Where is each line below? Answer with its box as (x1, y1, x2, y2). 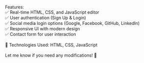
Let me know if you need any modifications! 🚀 (5, 52, 97, 58)
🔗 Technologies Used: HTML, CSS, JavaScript (5, 42, 98, 48)
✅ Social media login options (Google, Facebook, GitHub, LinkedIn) (5, 21, 140, 26)
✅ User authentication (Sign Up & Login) (5, 15, 86, 21)
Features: (5, 4, 24, 10)
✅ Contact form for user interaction (5, 31, 77, 37)
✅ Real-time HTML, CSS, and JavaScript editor (5, 9, 100, 15)
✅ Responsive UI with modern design (5, 26, 81, 31)
